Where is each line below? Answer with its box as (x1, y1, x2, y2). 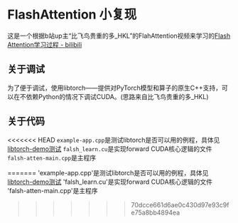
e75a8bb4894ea (131, 208, 180, 217)
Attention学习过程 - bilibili (7, 40, 82, 48)
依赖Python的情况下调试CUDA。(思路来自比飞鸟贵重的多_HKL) (26, 92, 209, 100)
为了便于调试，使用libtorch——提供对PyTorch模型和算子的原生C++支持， (7, 83, 222, 92)
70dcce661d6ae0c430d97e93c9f (131, 200, 229, 209)
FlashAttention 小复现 (7, 6, 137, 23)
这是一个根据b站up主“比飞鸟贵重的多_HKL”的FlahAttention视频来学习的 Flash (7, 31, 231, 40)
